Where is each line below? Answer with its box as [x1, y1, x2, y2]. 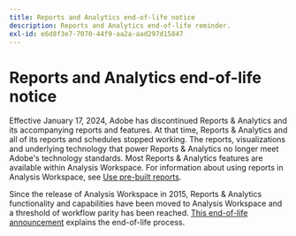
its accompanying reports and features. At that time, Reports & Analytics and [9, 125, 288, 135]
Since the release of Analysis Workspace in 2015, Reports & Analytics [9, 189, 262, 200]
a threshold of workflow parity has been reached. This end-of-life [9, 208, 248, 218]
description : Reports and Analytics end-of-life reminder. [9, 21, 231, 30]
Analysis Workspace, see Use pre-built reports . [9, 171, 182, 182]
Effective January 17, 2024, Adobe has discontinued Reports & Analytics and [9, 116, 287, 126]
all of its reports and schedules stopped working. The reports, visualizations [9, 134, 285, 145]
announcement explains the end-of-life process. [9, 217, 186, 228]
